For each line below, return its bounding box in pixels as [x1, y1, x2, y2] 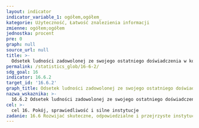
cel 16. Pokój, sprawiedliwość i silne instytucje [11, 107, 139, 113]
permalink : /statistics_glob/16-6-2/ [6, 63, 99, 70]
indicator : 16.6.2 [6, 74, 52, 80]
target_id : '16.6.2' [6, 80, 57, 86]
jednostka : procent [6, 31, 54, 37]
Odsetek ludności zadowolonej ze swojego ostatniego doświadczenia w [11, 58, 187, 64]
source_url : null [6, 47, 49, 53]
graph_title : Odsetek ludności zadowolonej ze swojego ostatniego [6, 86, 174, 91]
